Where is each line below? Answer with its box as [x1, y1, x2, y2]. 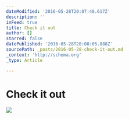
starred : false [6, 36, 43, 41]
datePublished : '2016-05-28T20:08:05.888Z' [6, 41, 113, 47]
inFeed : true [6, 19, 38, 25]
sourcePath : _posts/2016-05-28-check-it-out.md [6, 47, 124, 52]
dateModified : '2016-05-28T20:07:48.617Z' [6, 8, 110, 15]
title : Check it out [6, 24, 56, 31]
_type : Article [6, 57, 43, 63]
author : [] [6, 30, 33, 36]
